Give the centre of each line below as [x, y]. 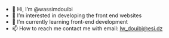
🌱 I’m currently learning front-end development [70, 22]
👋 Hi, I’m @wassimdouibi [42, 9]
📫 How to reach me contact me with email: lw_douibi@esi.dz [87, 28]
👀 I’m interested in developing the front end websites [77, 15]
